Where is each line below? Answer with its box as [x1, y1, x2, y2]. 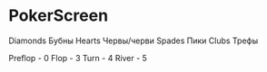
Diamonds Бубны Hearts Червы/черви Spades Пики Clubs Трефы [8, 35, 259, 46]
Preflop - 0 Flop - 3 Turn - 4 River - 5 [8, 52, 147, 63]
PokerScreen [8, 5, 109, 26]
